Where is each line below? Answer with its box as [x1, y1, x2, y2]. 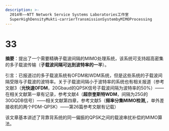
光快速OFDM [21, 85, 48, 91]
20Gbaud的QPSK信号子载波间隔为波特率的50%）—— [52, 85, 164, 91]
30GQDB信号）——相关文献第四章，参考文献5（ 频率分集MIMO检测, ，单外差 [5, 97, 164, 103]
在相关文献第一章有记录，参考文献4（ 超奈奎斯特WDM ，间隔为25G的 [5, 91, 148, 97]
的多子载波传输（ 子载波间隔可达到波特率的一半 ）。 [5, 62, 109, 68]
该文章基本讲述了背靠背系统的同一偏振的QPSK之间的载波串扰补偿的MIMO [5, 114, 158, 120]
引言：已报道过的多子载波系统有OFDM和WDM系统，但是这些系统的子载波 [5, 72, 158, 78]
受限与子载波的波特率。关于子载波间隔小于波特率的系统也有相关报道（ [9, 79, 155, 85]
